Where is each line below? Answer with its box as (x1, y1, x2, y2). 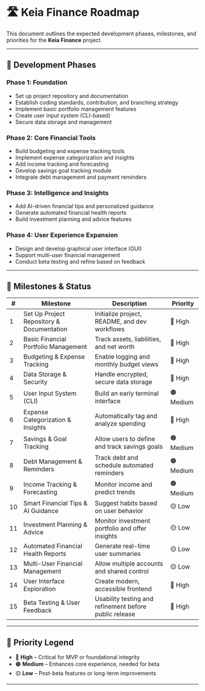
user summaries (94, 550, 142, 558)
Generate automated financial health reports (15, 209, 127, 217)
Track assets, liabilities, (94, 335, 162, 343)
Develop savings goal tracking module (15, 166, 112, 174)
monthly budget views (94, 360, 159, 368)
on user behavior (94, 507, 143, 515)
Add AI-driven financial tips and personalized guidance (15, 203, 154, 210)
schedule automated (94, 461, 154, 469)
